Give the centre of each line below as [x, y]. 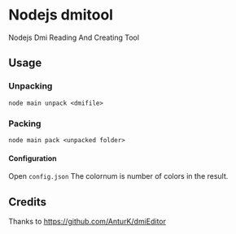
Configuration [33, 158]
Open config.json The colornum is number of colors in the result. [118, 176]
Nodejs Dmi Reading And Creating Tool [74, 37]
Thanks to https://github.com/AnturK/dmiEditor [87, 221]
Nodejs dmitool [61, 15]
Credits [28, 202]
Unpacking [31, 86]
